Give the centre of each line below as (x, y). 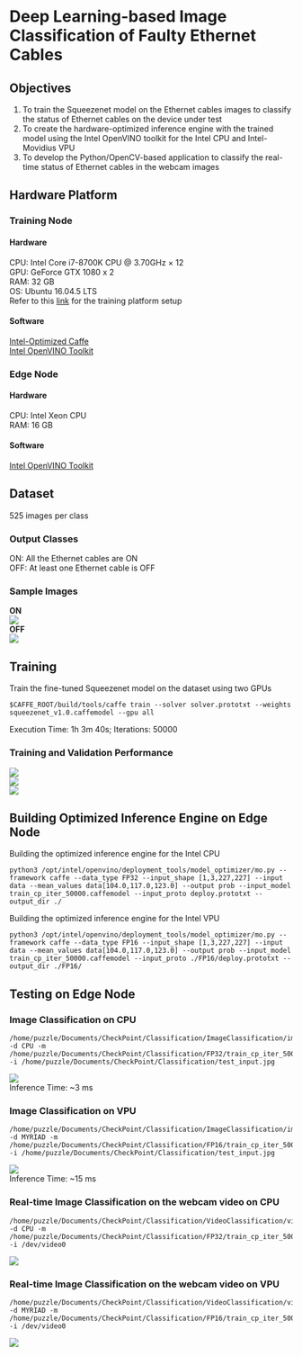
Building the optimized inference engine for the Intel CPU (115, 854)
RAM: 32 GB (32, 282)
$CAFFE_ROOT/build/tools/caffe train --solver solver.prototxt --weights (151, 705)
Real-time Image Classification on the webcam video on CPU (145, 1202)
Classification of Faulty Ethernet (133, 36)
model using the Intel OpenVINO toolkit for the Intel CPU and (134, 138)
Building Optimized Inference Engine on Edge (138, 817)
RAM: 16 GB (31, 425)
